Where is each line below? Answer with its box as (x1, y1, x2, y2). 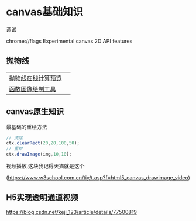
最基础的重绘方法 (6, 123, 47, 130)
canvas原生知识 (6, 106, 64, 117)
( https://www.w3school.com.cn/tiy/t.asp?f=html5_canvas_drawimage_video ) (6, 174, 190, 181)
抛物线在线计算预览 (9, 74, 63, 82)
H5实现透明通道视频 (6, 192, 78, 202)
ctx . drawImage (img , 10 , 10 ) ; (6, 151, 72, 157)
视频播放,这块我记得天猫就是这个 (6, 163, 85, 170)
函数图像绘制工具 (9, 85, 57, 93)
